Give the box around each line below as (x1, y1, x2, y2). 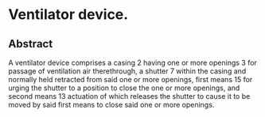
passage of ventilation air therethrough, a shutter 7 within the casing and (8, 66, 247, 76)
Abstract (8, 37, 53, 51)
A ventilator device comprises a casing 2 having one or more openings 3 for (8, 58, 257, 67)
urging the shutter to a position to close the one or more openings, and (8, 83, 240, 92)
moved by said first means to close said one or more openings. (8, 100, 215, 109)
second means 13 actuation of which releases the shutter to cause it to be (8, 92, 251, 100)
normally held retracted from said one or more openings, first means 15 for (8, 75, 253, 84)
